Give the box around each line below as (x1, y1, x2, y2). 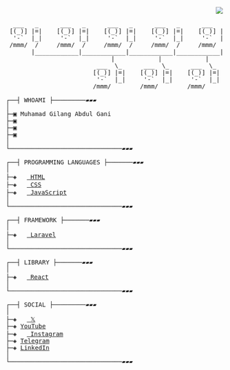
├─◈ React (6, 273, 49, 281)
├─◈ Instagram (6, 330, 64, 338)
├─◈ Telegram (6, 337, 50, 344)
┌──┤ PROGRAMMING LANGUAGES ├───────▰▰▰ (6, 159, 145, 166)
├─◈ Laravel (6, 231, 56, 238)
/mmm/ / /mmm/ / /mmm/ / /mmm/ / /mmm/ (9, 41, 217, 48)
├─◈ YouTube (6, 322, 46, 330)
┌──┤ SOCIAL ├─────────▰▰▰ (6, 301, 97, 309)
